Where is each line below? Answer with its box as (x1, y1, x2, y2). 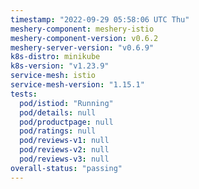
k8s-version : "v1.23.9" (10, 61, 110, 71)
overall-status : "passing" (10, 163, 123, 173)
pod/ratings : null (19, 126, 97, 136)
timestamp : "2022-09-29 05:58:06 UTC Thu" (10, 14, 190, 25)
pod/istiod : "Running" (19, 98, 114, 108)
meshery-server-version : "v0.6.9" (10, 42, 155, 53)
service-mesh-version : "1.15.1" (10, 80, 145, 90)
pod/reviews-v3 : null (19, 154, 110, 164)
